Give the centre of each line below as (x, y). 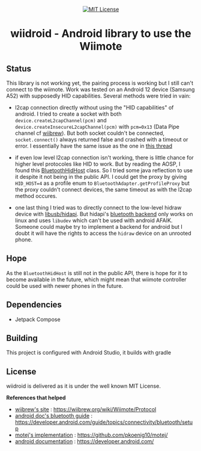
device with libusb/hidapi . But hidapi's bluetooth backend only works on (104, 214)
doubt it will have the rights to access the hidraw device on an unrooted (103, 233)
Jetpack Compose (38, 319)
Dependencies (34, 305)
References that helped (36, 398)
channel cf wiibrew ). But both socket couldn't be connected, (90, 133)
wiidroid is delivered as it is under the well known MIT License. (83, 386)
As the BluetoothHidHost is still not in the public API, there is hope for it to (97, 273)
